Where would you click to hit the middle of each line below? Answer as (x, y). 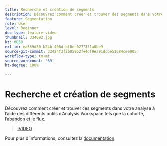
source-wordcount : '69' (30, 61)
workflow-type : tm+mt (28, 56)
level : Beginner (22, 28)
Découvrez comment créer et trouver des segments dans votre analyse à (80, 108)
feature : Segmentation (29, 19)
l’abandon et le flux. (25, 119)
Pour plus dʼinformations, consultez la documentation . (60, 138)
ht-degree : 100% (22, 65)
